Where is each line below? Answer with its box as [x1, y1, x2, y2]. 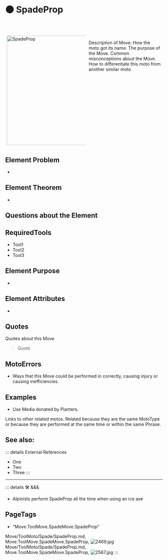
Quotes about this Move [5, 336, 55, 342]
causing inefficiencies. [12, 379, 59, 385]
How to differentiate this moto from [88, 61, 161, 67]
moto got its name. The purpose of [88, 45, 160, 51]
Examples [5, 393, 36, 401]
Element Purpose [5, 266, 60, 275]
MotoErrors [5, 360, 41, 368]
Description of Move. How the [88, 40, 150, 46]
